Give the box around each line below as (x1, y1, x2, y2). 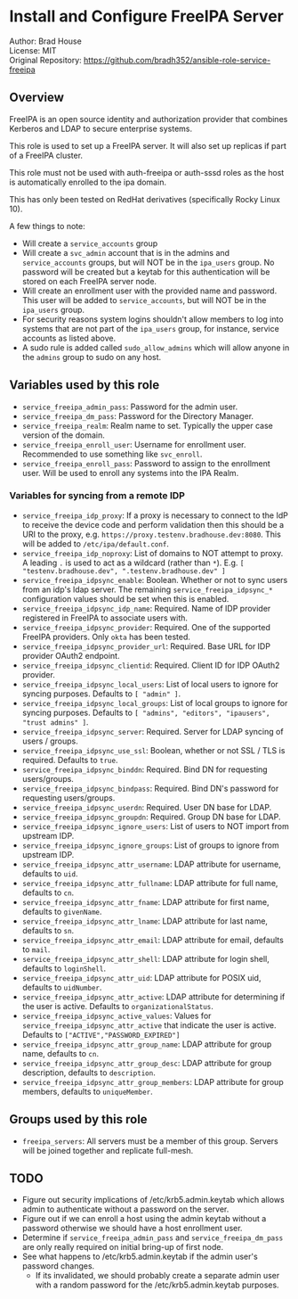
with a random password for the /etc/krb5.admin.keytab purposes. (35, 1279, 279, 1290)
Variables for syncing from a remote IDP (9, 489, 185, 502)
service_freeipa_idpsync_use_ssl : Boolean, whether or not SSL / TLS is (21, 744, 286, 755)
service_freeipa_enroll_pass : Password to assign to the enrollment (21, 457, 271, 469)
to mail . (21, 943, 51, 955)
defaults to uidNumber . (21, 982, 102, 992)
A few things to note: (9, 220, 86, 231)
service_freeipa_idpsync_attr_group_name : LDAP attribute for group (21, 1039, 272, 1049)
